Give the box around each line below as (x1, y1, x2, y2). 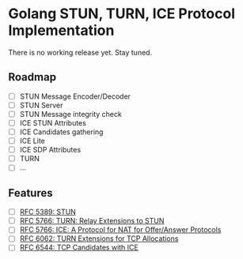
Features (8, 186, 53, 200)
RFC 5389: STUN (19, 207, 77, 217)
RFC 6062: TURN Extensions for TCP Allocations (19, 234, 179, 243)
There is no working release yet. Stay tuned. (8, 47, 153, 57)
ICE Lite (19, 136, 46, 146)
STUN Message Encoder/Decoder (19, 92, 131, 101)
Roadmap (8, 70, 57, 84)
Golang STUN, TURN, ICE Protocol (8, 5, 236, 23)
